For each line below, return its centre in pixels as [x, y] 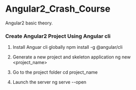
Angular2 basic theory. [29, 23]
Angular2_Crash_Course [58, 9]
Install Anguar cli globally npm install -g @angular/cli [67, 47]
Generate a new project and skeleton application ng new [72, 57]
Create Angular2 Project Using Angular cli [58, 36]
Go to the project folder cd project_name [55, 72]
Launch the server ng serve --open [49, 82]
